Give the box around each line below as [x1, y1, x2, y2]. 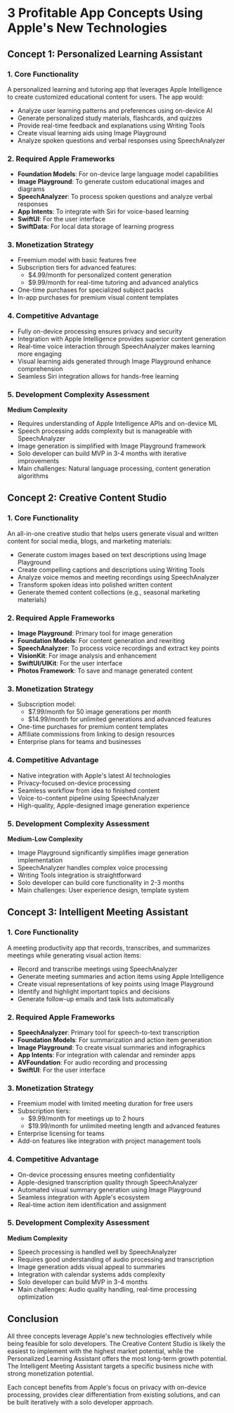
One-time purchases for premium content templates [17, 723, 169, 731]
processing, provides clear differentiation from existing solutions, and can [7, 1390, 221, 1399]
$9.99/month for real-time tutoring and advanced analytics [27, 279, 199, 287]
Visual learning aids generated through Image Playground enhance [17, 357, 212, 365]
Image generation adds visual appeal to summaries [17, 1262, 166, 1271]
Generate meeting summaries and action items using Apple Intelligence [17, 972, 225, 981]
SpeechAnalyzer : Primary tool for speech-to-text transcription [17, 1028, 200, 1036]
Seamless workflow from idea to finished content [17, 786, 160, 795]
